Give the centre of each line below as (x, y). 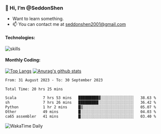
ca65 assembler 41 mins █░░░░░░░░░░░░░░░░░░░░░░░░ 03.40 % (80, 116)
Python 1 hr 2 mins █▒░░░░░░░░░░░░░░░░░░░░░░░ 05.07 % (80, 107)
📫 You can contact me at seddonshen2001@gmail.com (69, 24)
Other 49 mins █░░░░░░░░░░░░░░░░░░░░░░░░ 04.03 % (80, 112)
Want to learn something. (38, 19)
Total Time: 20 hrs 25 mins (34, 89)
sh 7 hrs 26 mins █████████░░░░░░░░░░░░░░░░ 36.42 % (80, 103)
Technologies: (20, 37)
